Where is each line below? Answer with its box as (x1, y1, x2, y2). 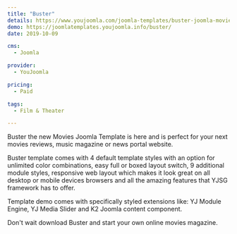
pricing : (7, 81, 33, 88)
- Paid (13, 87, 33, 95)
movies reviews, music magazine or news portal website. (7, 140, 174, 149)
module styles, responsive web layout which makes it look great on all (7, 168, 210, 177)
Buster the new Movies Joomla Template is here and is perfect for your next (7, 133, 228, 141)
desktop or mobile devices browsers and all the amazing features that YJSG (7, 176, 228, 185)
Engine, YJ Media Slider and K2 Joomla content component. (7, 205, 183, 214)
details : (7, 17, 33, 24)
